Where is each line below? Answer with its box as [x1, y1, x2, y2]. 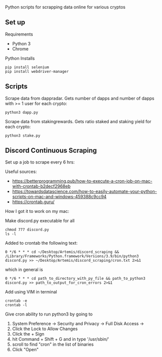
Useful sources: [5, 168, 37, 175]
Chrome [12, 46, 29, 52]
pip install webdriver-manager [5, 69, 69, 74]
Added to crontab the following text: [5, 240, 78, 246]
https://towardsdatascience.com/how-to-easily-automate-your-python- [12, 189, 157, 194]
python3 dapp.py [5, 110, 38, 115]
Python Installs [5, 55, 35, 61]
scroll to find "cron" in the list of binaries [12, 341, 94, 347]
